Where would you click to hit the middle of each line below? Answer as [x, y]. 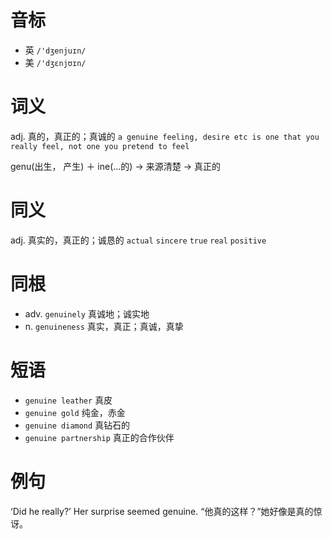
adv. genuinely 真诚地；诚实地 [87, 313]
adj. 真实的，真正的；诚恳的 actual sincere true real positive [138, 240]
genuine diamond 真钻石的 [77, 425]
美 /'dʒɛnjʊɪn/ [55, 62]
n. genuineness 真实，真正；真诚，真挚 [104, 326]
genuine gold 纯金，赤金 [75, 412]
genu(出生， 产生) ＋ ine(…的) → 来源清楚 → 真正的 [115, 166]
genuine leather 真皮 [68, 400]
